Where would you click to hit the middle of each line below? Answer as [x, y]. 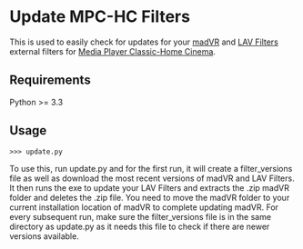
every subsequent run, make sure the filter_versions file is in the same [140, 216]
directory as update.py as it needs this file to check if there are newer [140, 226]
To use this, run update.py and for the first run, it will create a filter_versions [151, 168]
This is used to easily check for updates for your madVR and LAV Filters [144, 42]
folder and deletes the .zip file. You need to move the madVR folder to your [150, 197]
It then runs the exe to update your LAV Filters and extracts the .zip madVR [149, 187]
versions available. [44, 236]
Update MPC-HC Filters [100, 17]
